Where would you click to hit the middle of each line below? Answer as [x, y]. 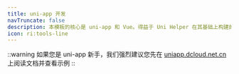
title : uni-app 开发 [37, 14]
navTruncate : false [36, 20]
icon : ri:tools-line [38, 33]
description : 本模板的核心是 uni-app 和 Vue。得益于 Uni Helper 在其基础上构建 [118, 27]
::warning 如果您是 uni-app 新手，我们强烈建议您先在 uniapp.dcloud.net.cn [117, 54]
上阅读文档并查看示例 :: [42, 63]
